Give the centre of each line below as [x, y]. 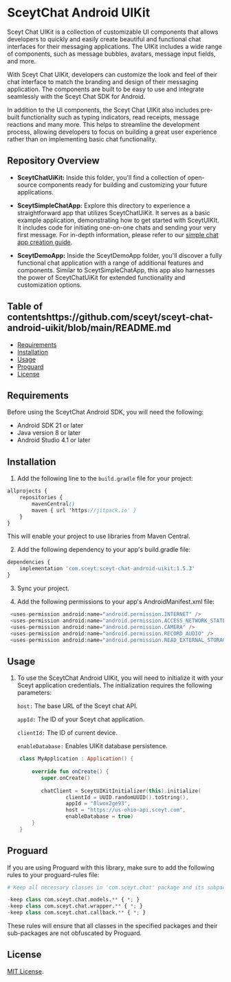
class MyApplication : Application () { [77, 759]
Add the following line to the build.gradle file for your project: [105, 479]
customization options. [49, 285]
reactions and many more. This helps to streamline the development [103, 124]
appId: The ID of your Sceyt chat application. [81, 719]
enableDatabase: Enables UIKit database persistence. [92, 746]
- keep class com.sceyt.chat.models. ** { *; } [73, 900]
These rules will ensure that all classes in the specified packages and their [112, 926]
